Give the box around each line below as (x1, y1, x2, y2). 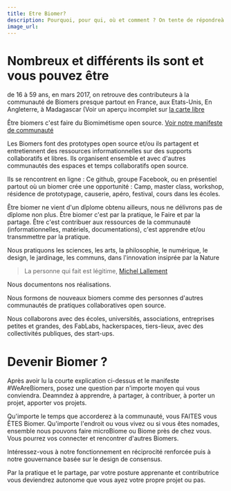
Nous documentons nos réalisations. (7, 280, 112, 288)
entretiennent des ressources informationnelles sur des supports (7, 147, 192, 155)
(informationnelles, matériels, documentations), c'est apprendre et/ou (7, 225, 205, 234)
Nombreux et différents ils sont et (7, 53, 204, 69)
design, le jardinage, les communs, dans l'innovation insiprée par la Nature (7, 254, 220, 262)
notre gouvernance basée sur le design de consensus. (7, 455, 163, 463)
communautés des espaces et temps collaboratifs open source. (7, 162, 189, 170)
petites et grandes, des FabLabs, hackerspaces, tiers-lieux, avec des (7, 322, 204, 330)
